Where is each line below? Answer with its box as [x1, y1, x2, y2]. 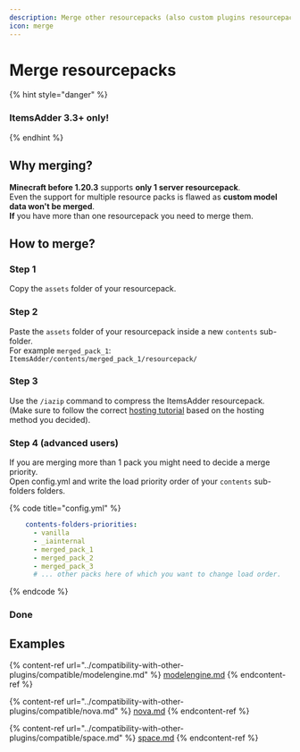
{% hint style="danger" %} [9, 89, 109, 100]
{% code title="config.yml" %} [9, 503, 121, 514]
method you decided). [9, 414, 91, 425]
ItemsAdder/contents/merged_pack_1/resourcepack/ [9, 354, 198, 363]
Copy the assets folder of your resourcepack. [9, 283, 177, 294]
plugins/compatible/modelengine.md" [9, 669, 149, 680]
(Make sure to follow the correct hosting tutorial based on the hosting [9, 404, 265, 416]
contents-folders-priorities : [25, 520, 138, 529]
